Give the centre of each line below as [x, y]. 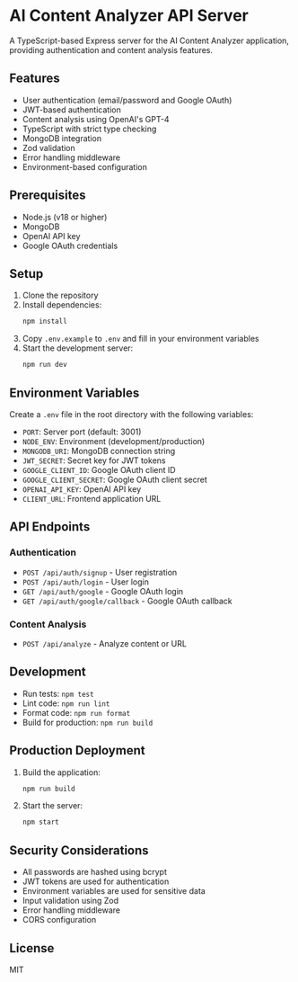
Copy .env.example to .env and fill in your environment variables [140, 339]
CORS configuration [59, 920]
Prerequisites [48, 196]
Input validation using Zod [70, 901]
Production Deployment [77, 750]
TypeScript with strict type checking [89, 129]
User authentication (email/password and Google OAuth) [127, 100]
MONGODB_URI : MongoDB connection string [99, 451]
